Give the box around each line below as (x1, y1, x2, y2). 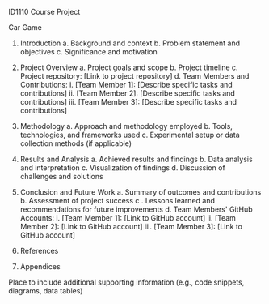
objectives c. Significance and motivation (19, 47, 158, 56)
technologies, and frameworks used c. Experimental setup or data (19, 130, 240, 139)
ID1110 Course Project (8, 7, 81, 16)
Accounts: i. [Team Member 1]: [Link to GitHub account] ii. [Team (19, 213, 237, 222)
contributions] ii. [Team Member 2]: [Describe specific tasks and (19, 88, 236, 98)
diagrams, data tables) (8, 286, 83, 295)
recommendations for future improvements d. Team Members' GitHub (19, 204, 253, 214)
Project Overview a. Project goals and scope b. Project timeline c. (19, 62, 238, 72)
